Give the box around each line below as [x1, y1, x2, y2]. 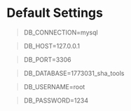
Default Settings [6, 5, 103, 21]
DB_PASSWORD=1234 [23, 96, 89, 105]
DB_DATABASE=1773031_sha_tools [23, 69, 125, 77]
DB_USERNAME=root [23, 82, 85, 91]
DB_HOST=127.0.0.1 [23, 41, 80, 50]
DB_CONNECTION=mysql [23, 28, 99, 37]
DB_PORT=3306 [23, 55, 71, 64]
